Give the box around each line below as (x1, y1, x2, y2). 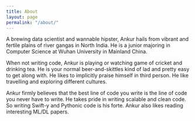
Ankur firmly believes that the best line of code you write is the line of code (6, 89, 187, 97)
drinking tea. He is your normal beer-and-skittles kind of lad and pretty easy (6, 66, 190, 73)
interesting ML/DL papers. (6, 108, 69, 115)
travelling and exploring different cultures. (6, 78, 107, 85)
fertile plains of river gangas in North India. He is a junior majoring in (6, 42, 171, 49)
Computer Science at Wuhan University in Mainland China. (6, 48, 148, 55)
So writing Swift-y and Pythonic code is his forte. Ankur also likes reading (6, 102, 183, 109)
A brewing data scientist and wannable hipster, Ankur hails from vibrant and (6, 36, 189, 43)
